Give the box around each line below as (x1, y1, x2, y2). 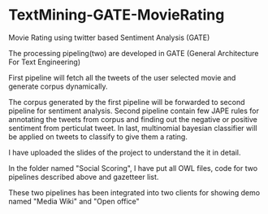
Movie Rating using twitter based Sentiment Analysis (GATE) (8, 33, 210, 42)
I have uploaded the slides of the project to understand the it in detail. (8, 147, 241, 157)
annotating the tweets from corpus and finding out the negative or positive (8, 114, 258, 124)
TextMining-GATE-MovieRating (8, 6, 225, 24)
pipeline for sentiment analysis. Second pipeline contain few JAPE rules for (8, 106, 260, 116)
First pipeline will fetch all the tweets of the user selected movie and (8, 72, 236, 82)
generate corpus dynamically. (8, 81, 108, 91)
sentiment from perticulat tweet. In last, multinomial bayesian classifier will (8, 123, 257, 133)
